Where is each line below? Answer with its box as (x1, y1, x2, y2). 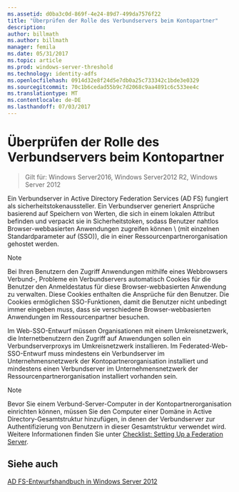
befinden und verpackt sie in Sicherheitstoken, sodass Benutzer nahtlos (7, 217, 219, 225)
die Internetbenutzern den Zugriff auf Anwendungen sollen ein (7, 334, 191, 342)
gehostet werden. (7, 240, 59, 248)
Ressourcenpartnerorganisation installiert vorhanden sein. (7, 371, 178, 380)
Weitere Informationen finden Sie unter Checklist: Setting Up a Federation (7, 429, 223, 439)
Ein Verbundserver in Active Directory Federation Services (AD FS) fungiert (7, 194, 228, 203)
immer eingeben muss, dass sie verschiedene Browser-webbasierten (7, 304, 211, 314)
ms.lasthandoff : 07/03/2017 (7, 103, 91, 111)
